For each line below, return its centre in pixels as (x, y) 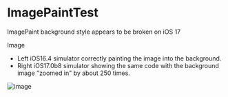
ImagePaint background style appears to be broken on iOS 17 (94, 32)
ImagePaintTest (53, 13)
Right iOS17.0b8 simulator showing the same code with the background (118, 65)
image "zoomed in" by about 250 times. (74, 73)
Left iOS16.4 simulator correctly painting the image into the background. (119, 58)
